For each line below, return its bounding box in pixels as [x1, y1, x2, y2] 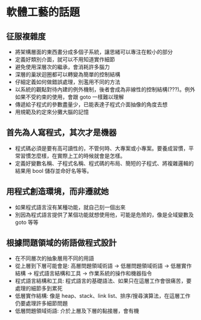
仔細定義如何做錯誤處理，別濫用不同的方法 [14, 79, 121, 85]
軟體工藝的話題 [6, 5, 80, 19]
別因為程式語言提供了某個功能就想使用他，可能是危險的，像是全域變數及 [14, 211, 194, 218]
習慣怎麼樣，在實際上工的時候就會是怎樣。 [20, 152, 126, 159]
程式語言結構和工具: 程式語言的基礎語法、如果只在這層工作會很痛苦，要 [14, 277, 192, 285]
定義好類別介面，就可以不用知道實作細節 [14, 56, 115, 63]
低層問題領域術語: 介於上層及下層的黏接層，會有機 [14, 307, 139, 315]
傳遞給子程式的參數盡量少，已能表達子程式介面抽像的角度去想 [14, 101, 168, 108]
